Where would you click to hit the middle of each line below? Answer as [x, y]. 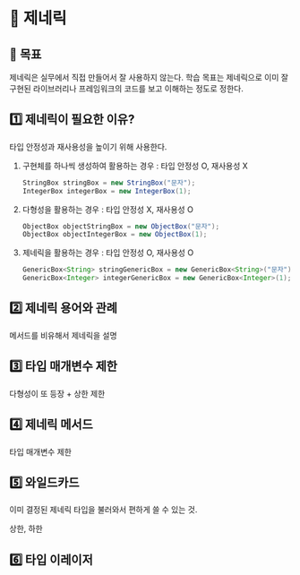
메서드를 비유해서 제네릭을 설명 [64, 335]
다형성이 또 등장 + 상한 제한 [57, 393]
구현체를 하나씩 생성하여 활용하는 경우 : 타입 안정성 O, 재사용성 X [135, 166]
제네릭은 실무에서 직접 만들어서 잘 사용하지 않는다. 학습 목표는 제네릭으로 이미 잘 [149, 77]
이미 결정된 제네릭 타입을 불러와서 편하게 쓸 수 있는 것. [103, 510]
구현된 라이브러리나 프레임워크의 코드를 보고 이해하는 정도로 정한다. [126, 89]
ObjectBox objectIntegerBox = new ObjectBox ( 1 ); [115, 235]
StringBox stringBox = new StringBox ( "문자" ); [109, 183]
